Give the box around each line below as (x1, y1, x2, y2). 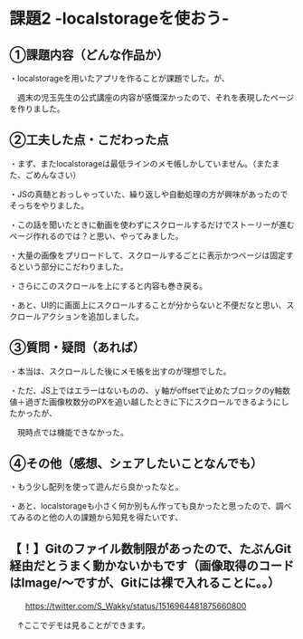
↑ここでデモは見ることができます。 (16, 620, 151, 631)
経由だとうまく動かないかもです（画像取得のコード (9, 558, 295, 573)
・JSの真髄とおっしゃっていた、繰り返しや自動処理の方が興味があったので (9, 188, 289, 199)
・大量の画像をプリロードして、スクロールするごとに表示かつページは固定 (9, 250, 287, 261)
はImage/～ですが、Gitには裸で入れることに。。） (9, 575, 280, 590)
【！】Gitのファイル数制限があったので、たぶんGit (9, 540, 292, 557)
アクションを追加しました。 (40, 310, 145, 321)
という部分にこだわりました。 (16, 261, 128, 272)
